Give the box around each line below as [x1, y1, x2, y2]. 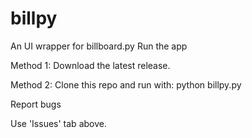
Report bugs [10, 98, 62, 110]
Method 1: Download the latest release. [10, 59, 171, 71]
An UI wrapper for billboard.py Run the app [10, 40, 188, 52]
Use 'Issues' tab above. [10, 117, 107, 129]
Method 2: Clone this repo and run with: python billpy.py [10, 78, 242, 91]
